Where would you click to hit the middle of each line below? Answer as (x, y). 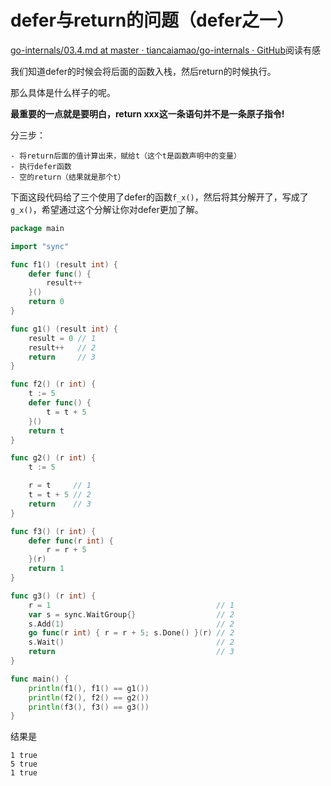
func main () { (40, 679)
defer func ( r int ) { (71, 541)
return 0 (46, 302)
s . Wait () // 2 (131, 642)
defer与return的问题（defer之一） (152, 20)
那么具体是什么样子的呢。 (63, 92)
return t (46, 431)
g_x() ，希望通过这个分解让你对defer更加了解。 (107, 209)
